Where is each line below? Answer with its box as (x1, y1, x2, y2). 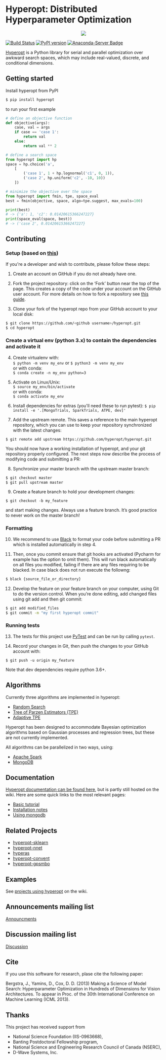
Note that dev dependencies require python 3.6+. (5, 667, 107, 673)
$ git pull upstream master (5, 480, 64, 485)
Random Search (12, 704, 46, 710)
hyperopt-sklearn (12, 839, 48, 845)
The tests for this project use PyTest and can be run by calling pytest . (12, 633, 155, 639)
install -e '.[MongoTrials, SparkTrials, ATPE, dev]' (12, 408, 126, 413)
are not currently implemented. (5, 734, 69, 741)
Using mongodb (12, 812, 46, 818)
